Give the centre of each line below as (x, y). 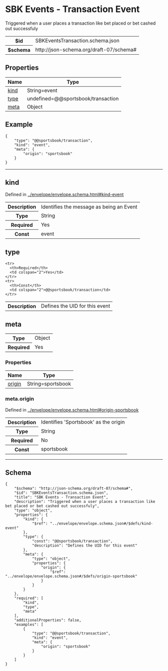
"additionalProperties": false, (48, 620)
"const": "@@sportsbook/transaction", (72, 541)
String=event (42, 90)
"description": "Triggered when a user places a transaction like (85, 502)
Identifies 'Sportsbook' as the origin (83, 422)
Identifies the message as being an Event (89, 207)
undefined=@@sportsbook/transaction (73, 98)
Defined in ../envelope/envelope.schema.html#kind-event (64, 195)
